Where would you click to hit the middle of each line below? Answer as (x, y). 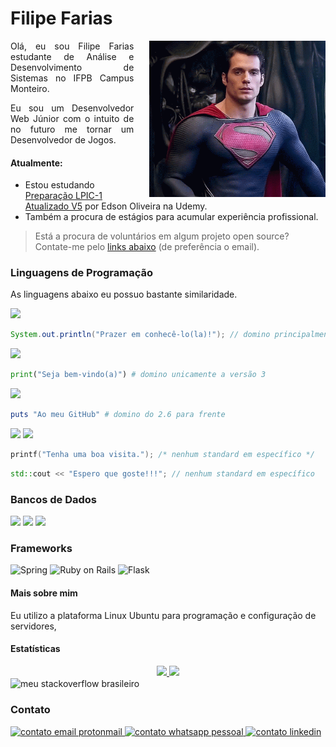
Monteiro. (30, 88)
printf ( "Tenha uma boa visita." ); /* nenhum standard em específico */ (162, 455)
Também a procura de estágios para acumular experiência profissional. (171, 217)
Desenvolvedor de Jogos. (63, 139)
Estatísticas (35, 649)
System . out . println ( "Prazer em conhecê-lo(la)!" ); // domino (140, 335)
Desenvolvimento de (72, 67)
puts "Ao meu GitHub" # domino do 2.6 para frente (118, 415)
